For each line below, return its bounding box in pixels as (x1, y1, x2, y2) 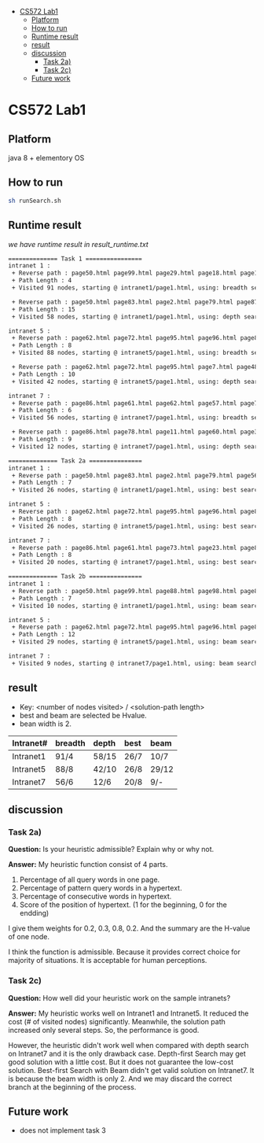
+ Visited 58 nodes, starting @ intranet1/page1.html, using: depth (11, 312, 241, 321)
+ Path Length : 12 (11, 631, 76, 639)
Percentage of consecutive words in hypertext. (19, 892, 172, 901)
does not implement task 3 (19, 1126, 106, 1135)
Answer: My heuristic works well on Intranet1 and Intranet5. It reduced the (8, 1008, 249, 1018)
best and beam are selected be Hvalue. (19, 710, 147, 720)
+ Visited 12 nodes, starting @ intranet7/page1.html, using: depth (11, 442, 241, 451)
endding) (19, 909, 49, 918)
